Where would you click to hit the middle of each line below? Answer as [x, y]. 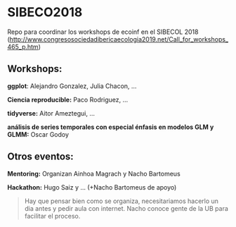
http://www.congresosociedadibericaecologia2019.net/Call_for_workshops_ [119, 39]
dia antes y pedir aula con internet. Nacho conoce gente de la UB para [126, 208]
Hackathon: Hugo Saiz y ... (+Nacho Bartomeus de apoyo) [92, 187]
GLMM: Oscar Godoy [38, 134]
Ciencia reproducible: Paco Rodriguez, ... [68, 99]
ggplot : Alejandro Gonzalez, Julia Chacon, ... [72, 86]
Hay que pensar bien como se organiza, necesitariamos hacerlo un [122, 201]
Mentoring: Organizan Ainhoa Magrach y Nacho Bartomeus [94, 173]
